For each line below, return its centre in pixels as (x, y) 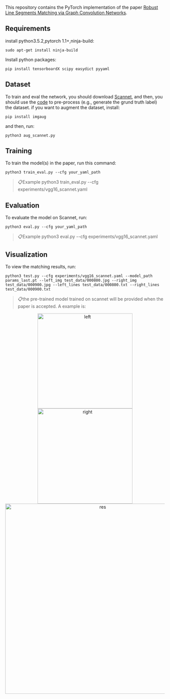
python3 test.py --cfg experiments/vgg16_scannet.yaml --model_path (79, 276)
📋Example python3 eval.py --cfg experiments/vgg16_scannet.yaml (88, 237)
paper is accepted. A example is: (52, 306)
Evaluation (22, 205)
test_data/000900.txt (28, 289)
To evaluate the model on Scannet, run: (46, 218)
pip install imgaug (26, 117)
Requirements (28, 29)
